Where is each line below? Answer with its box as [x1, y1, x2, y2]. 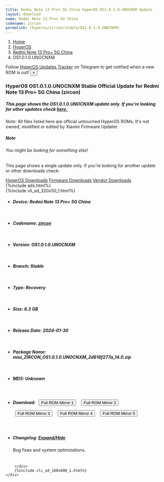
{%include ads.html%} [5, 182, 51, 188]
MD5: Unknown [12, 376, 46, 381]
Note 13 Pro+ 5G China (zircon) [5, 89, 81, 96]
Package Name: [12, 349, 47, 355]
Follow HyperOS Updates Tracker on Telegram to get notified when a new [5, 64, 155, 70]
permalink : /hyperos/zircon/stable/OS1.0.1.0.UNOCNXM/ [5, 25, 120, 30]
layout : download [5, 12, 41, 17]
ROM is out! [5, 70, 29, 76]
